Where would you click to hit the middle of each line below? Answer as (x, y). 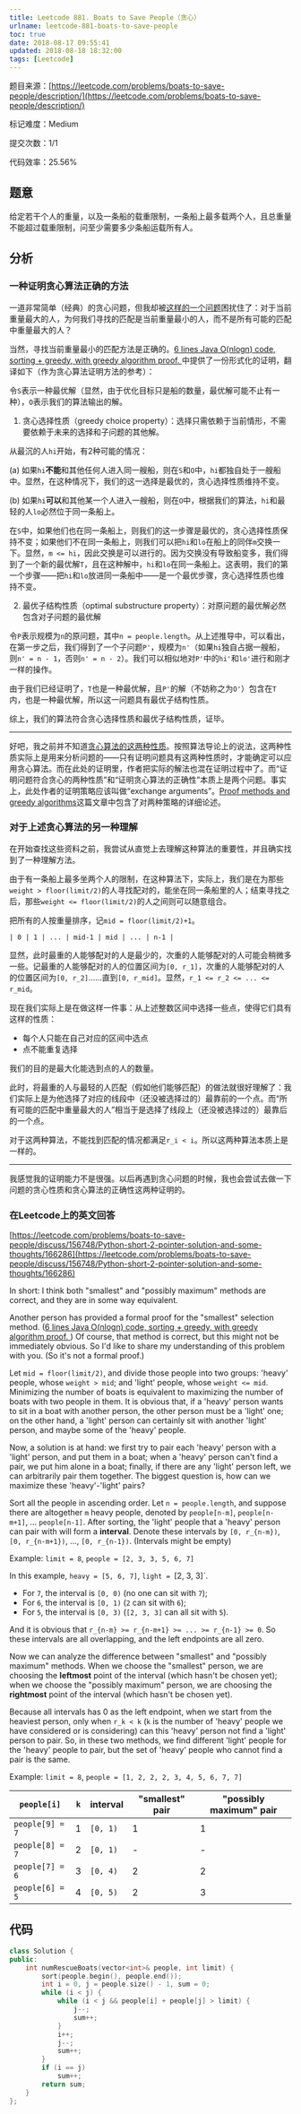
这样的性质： (33, 1019)
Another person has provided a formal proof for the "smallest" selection (142, 1317)
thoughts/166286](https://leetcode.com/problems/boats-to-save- (130, 1255)
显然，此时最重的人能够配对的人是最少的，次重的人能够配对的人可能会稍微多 (150, 954)
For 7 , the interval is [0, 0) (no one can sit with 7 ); (115, 1593)
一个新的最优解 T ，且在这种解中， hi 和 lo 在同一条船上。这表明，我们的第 (156, 564)
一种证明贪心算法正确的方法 (69, 286)
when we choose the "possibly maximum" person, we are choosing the (141, 1685)
